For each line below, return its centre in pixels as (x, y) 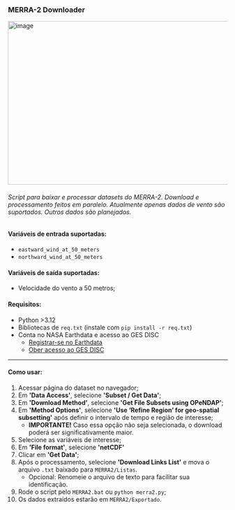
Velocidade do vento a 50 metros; (67, 288)
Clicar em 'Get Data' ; (48, 454)
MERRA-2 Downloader (47, 10)
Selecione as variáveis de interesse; (69, 439)
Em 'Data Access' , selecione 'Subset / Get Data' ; (89, 395)
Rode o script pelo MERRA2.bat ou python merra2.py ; (92, 492)
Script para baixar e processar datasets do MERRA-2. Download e (104, 197)
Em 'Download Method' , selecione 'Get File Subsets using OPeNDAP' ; (121, 402)
